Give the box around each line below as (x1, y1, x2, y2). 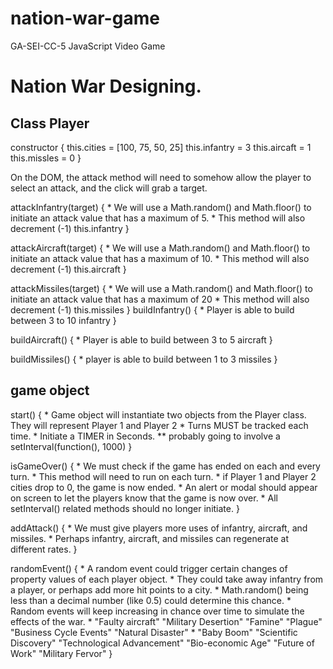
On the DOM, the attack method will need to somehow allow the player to (10, 171, 312, 183)
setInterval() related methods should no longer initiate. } (10, 502, 240, 514)
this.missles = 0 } (10, 152, 82, 164)
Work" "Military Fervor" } (10, 647, 113, 659)
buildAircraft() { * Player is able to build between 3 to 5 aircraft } (10, 333, 273, 346)
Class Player (10, 115, 90, 132)
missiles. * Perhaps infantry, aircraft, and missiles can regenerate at (10, 532, 290, 544)
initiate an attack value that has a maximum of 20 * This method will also (10, 293, 310, 305)
